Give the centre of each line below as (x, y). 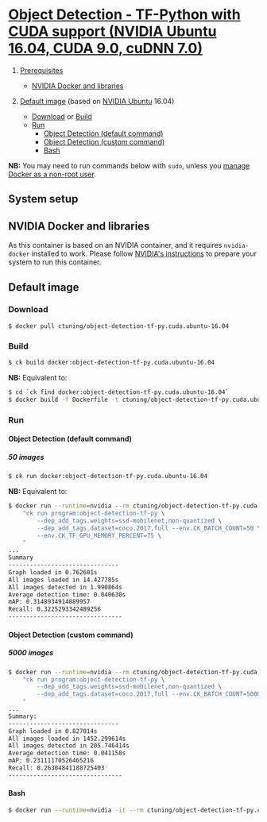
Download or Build (62, 116)
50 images (26, 457)
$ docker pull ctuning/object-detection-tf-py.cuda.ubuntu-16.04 (118, 326)
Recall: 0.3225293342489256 (55, 609)
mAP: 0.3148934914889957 (49, 602)
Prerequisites (41, 70)
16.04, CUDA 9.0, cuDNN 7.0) (106, 48)
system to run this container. (55, 262)
